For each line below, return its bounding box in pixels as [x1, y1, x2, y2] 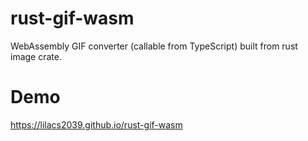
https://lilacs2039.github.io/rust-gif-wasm [10, 118, 183, 131]
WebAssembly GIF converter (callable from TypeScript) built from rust [10, 40, 298, 52]
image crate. [10, 50, 62, 62]
